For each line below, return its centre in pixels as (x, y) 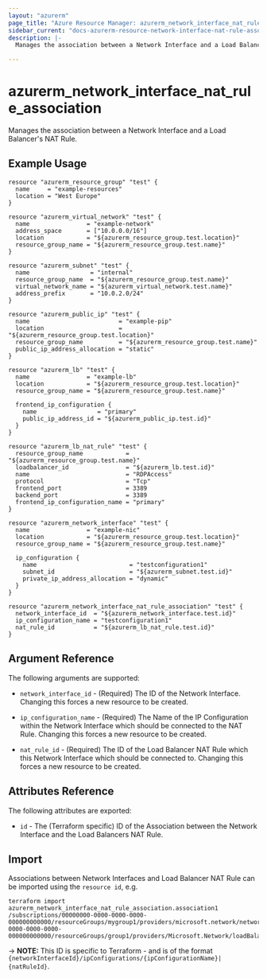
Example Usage (48, 164)
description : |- (35, 38)
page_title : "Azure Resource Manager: (72, 23)
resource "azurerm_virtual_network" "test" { (85, 217)
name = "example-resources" (69, 189)
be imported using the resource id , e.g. (73, 887)
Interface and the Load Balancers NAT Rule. (91, 834)
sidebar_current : (37, 30)
